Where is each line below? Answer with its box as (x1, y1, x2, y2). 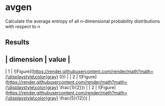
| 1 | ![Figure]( (5, 68, 33, 74)
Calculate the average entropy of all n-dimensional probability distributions (5, 18, 160, 24)
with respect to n (5, 23, 40, 29)
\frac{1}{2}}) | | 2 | (59, 84, 97, 90)
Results (5, 38, 30, 47)
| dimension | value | (5, 55, 70, 64)
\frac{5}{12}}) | (59, 95, 91, 101)
